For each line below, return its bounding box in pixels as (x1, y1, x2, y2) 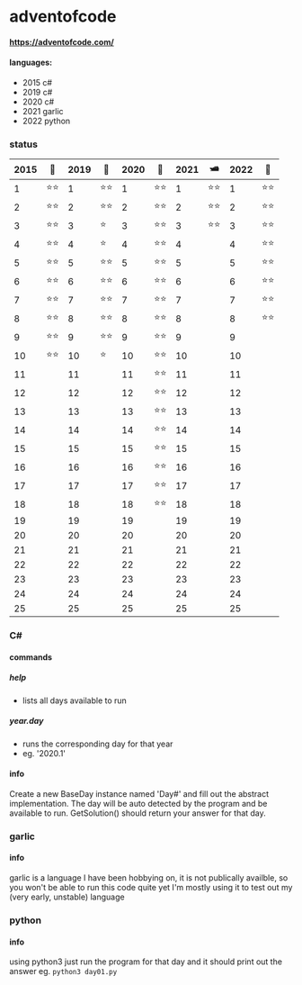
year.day (9, 716, 44, 727)
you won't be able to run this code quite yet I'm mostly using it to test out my (9, 882, 293, 893)
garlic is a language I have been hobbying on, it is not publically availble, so (9, 872, 289, 883)
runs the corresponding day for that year (22, 738, 173, 749)
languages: (9, 57, 53, 68)
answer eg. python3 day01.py (9, 966, 118, 977)
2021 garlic (22, 105, 65, 116)
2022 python (22, 115, 71, 126)
